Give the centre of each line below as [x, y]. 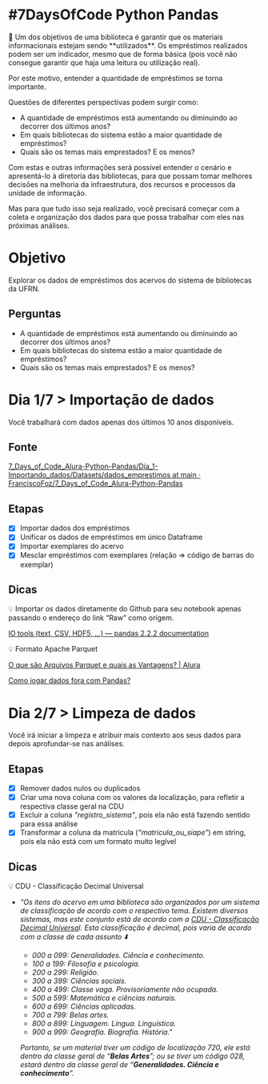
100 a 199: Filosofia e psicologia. [86, 964]
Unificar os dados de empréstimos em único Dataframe [111, 537]
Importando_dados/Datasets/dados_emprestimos [90, 475]
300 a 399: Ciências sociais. [79, 981]
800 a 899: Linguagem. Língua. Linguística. [104, 1024]
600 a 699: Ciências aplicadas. [84, 1007]
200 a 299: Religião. [65, 972]
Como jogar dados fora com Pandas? [70, 680]
